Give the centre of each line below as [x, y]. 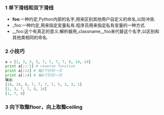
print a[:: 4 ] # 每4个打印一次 [34, 76]
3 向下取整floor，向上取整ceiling [44, 107]
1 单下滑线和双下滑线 [29, 7]
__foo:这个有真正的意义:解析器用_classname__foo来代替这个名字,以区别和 [86, 31]
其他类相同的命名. [30, 38]
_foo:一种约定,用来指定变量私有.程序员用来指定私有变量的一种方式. [79, 25]
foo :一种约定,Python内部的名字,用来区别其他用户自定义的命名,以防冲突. [84, 19]
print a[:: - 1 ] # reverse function [40, 66]
